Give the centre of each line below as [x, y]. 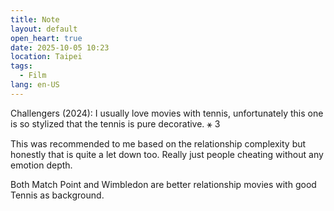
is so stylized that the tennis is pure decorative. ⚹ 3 [115, 123]
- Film [33, 76]
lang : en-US [35, 85]
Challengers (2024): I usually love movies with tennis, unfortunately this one [167, 113]
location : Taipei [46, 57]
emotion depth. [41, 165]
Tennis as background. [57, 195]
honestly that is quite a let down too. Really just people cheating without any [167, 154]
